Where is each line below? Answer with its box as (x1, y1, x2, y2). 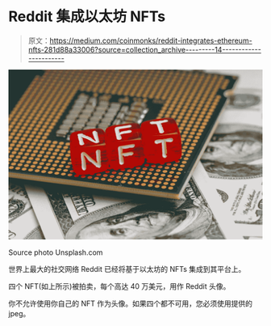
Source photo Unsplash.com (8, 248, 103, 257)
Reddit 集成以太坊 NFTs (8, 7, 166, 26)
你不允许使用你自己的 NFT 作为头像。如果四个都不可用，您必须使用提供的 (8, 298, 252, 308)
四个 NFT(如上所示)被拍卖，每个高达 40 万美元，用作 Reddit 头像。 (8, 281, 231, 291)
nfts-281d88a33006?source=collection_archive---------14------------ (27, 44, 262, 54)
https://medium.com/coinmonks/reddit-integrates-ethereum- (49, 36, 252, 45)
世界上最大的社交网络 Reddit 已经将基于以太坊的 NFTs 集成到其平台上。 (8, 264, 246, 273)
